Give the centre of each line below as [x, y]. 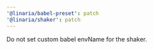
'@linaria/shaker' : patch [43, 20]
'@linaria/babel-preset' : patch [53, 13]
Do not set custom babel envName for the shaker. [77, 39]
